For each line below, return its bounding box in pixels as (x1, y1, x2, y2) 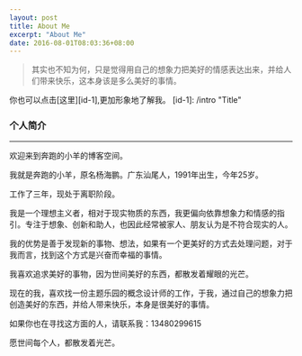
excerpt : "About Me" (9, 30, 87, 39)
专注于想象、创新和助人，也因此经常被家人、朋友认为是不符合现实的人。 (24, 218, 293, 230)
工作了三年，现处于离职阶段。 (9, 188, 120, 199)
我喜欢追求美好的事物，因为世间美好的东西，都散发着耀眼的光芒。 (9, 268, 253, 279)
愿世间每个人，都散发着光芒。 (9, 337, 120, 348)
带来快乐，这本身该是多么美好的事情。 (39, 76, 182, 87)
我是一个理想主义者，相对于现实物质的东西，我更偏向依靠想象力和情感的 (9, 207, 277, 218)
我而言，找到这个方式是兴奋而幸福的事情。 (9, 249, 167, 260)
